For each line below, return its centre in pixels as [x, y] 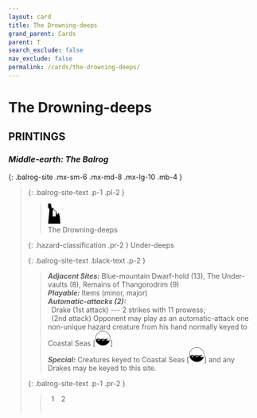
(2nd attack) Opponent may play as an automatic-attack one [150, 318]
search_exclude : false [46, 51]
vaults [57, 284]
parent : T [25, 42]
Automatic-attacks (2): [87, 301]
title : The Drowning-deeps [53, 25]
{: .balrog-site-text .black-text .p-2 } [86, 260]
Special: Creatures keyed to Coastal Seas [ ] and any [141, 359]
